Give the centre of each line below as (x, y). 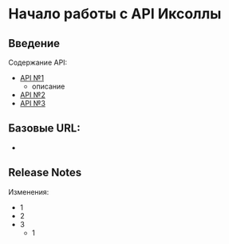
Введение (34, 43)
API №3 (33, 103)
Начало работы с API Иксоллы (115, 14)
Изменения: (29, 191)
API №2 (32, 95)
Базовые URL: (45, 128)
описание (48, 86)
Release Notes (45, 173)
